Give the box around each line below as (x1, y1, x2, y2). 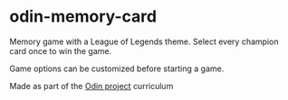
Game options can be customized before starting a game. (9, 63, 225, 74)
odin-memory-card (9, 6, 157, 27)
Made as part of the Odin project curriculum (9, 80, 174, 91)
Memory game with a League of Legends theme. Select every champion (9, 36, 279, 47)
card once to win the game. (9, 45, 112, 56)
